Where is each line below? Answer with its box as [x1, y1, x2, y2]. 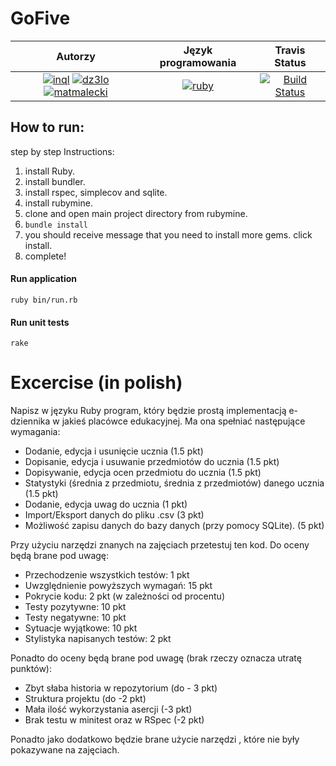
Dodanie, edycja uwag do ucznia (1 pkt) [24, 498, 188, 511]
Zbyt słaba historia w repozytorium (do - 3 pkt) [24, 682, 218, 694]
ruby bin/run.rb [10, 295, 78, 305]
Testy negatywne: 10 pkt [24, 612, 127, 624]
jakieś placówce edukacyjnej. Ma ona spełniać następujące [61, 415, 306, 427]
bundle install [24, 220, 89, 230]
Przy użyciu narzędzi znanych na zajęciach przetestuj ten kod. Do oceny [10, 539, 310, 551]
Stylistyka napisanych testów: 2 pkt [24, 633, 172, 645]
